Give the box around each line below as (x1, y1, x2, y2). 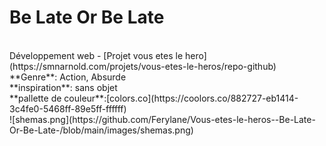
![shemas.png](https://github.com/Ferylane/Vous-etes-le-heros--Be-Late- (9, 113, 316, 125)
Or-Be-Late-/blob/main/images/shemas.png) (9, 124, 194, 136)
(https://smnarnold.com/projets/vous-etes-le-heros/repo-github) (9, 60, 277, 72)
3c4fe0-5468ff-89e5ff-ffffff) (9, 102, 127, 115)
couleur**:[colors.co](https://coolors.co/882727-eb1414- (63, 92, 299, 104)
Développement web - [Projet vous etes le (9, 49, 184, 61)
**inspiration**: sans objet (9, 81, 118, 93)
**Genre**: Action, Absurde (9, 71, 127, 83)
